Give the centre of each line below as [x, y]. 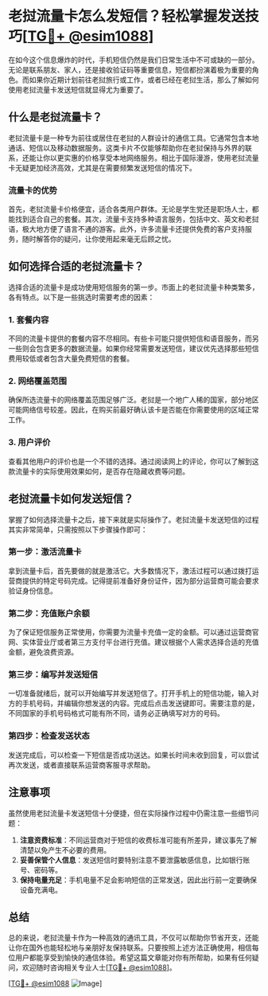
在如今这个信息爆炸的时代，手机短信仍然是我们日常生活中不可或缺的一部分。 [134, 60]
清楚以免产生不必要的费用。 [65, 850]
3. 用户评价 [29, 443]
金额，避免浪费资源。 [43, 652]
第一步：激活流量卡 [45, 552]
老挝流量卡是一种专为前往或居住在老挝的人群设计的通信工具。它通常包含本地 [134, 138]
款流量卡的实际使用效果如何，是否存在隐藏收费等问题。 [99, 471]
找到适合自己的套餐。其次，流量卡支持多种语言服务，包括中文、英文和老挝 [137, 219]
